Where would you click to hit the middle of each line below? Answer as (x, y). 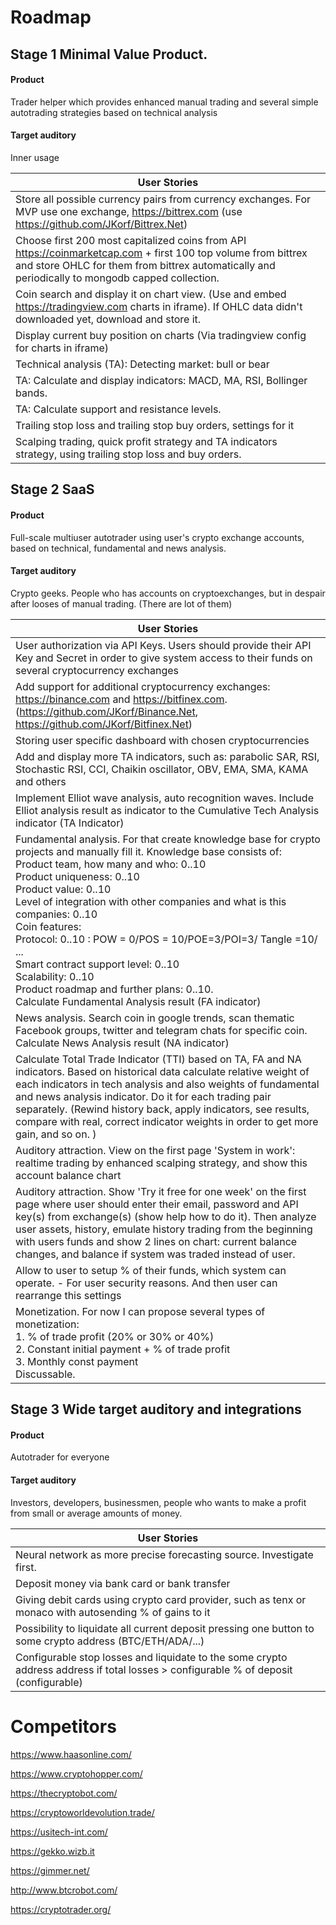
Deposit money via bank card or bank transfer (123, 1583)
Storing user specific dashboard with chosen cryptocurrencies (162, 740)
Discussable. (45, 1374)
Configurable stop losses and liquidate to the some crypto (151, 1657)
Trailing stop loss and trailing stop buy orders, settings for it (155, 425)
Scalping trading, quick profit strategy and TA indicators (146, 441)
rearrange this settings (68, 1295)
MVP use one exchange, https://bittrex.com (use (129, 211)
